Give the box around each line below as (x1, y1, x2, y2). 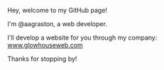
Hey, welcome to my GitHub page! (7, 6, 108, 14)
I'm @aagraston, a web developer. (7, 20, 108, 28)
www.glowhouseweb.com (7, 41, 83, 49)
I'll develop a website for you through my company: (7, 33, 158, 42)
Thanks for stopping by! (7, 54, 77, 63)
